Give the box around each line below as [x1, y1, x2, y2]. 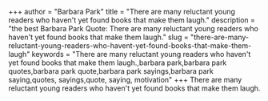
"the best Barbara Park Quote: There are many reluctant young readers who [8, 24, 258, 33]
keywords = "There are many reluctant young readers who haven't [31, 50, 251, 59]
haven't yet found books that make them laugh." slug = [8, 32, 190, 42]
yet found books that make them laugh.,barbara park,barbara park [8, 58, 227, 67]
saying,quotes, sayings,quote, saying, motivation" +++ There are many [8, 75, 242, 84]
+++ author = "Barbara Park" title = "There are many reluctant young [8, 7, 236, 16]
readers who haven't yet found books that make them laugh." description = [8, 15, 256, 25]
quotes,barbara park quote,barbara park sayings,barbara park [8, 67, 214, 75]
